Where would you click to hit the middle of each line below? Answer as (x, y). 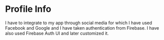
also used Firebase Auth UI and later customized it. (57, 33)
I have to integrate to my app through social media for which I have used (79, 23)
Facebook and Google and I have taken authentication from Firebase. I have (82, 28)
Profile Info (28, 9)
